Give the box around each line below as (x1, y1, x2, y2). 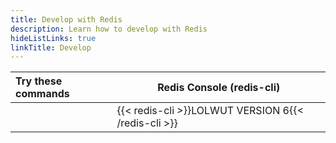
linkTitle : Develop (10, 42, 92, 53)
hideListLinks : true (10, 33, 97, 43)
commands (15, 87, 70, 101)
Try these (15, 74, 63, 88)
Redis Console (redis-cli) (157, 81, 281, 95)
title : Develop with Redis (10, 14, 123, 25)
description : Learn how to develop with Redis (10, 24, 208, 34)
